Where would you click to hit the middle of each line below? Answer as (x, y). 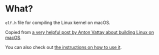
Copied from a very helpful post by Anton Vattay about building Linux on (79, 32)
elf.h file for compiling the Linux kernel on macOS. (58, 22)
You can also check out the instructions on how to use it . (63, 47)
